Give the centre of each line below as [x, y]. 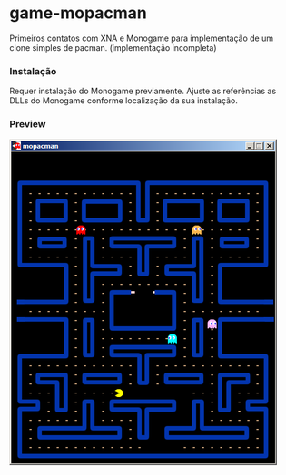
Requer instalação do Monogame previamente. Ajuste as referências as [143, 91]
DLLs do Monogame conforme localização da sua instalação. [123, 101]
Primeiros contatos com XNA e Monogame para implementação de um [142, 38]
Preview [28, 124]
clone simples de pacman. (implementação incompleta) [113, 47]
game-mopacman [78, 13]
